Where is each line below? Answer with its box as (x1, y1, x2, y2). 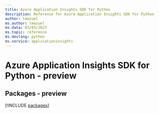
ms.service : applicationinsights (5, 39, 73, 44)
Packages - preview (5, 90, 67, 98)
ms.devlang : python (5, 35, 45, 39)
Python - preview (5, 70, 77, 81)
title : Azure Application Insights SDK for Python (5, 7, 111, 12)
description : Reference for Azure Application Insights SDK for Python (5, 12, 154, 17)
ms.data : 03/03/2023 (5, 25, 47, 30)
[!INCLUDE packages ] (5, 102, 49, 108)
